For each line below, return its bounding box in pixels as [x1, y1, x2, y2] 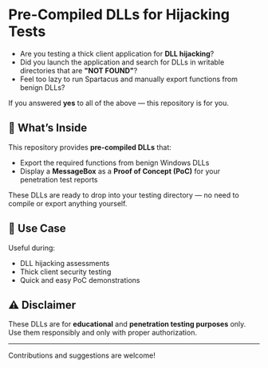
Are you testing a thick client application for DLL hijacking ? [19, 49, 215, 58]
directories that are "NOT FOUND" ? [19, 65, 138, 75]
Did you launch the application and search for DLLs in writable [19, 57, 225, 67]
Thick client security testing [19, 267, 112, 276]
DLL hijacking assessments [19, 258, 110, 268]
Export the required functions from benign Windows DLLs [19, 158, 210, 167]
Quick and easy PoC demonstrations [19, 275, 141, 284]
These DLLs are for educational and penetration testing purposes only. [8, 319, 246, 329]
